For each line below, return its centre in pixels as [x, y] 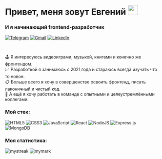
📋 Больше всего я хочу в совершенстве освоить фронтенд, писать [76, 82]
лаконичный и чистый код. [33, 89]
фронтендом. [19, 64]
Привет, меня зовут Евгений [66, 12]
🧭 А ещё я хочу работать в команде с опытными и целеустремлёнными [80, 94]
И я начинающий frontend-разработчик [55, 27]
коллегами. [17, 99]
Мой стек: [18, 112]
